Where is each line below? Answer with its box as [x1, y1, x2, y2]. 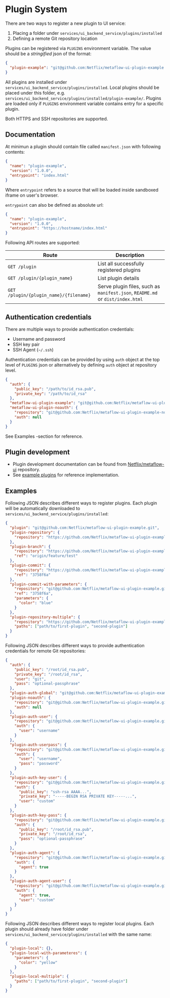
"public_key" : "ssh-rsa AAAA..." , [18, 789, 92, 794]
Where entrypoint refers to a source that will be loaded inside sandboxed [5, 187, 158, 193]
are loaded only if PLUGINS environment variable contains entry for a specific [5, 100, 164, 107]
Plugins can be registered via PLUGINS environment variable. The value [5, 45, 151, 51]
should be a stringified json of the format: [5, 51, 92, 57]
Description [115, 252, 145, 259]
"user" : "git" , [14, 676, 47, 682]
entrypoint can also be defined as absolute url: [5, 202, 104, 208]
